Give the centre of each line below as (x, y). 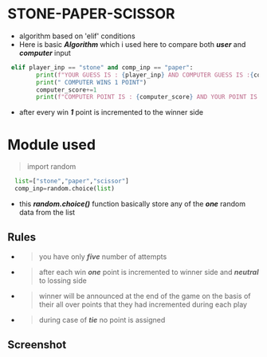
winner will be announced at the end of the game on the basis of (145, 296)
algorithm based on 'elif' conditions (77, 36)
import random (51, 167)
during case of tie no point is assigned (102, 320)
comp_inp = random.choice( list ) (65, 189)
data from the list (47, 212)
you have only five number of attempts (103, 257)
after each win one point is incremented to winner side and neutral (149, 272)
